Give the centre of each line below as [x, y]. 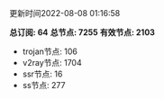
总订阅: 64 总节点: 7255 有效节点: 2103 [82, 32]
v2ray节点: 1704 [52, 63]
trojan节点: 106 [50, 51]
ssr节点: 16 [42, 74]
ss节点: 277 [44, 85]
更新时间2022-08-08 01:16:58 [65, 13]
